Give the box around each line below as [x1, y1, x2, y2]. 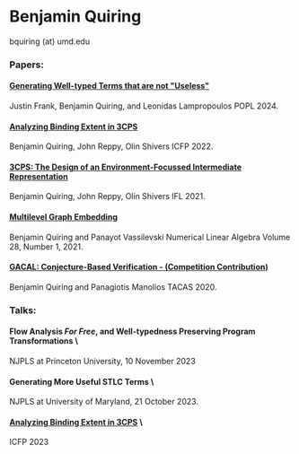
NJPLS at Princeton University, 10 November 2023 [9, 356, 196, 366]
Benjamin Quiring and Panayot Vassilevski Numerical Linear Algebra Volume [9, 231, 291, 242]
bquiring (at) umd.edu [9, 36, 91, 47]
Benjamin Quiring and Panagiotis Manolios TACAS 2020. [9, 281, 217, 292]
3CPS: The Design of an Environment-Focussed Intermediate [9, 162, 242, 172]
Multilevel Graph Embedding [9, 212, 119, 223]
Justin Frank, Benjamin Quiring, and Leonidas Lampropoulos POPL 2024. [9, 100, 279, 111]
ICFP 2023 [9, 437, 49, 448]
